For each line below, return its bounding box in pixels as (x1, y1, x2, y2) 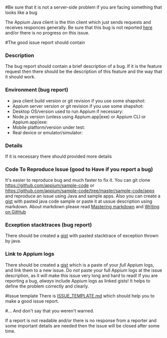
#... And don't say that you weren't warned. (5, 308, 94, 314)
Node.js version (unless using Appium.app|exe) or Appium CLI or (12, 113, 146, 119)
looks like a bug (5, 9, 37, 15)
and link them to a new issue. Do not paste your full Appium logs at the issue (5, 267, 163, 273)
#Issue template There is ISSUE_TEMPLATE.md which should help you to (5, 293, 155, 299)
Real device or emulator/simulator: (12, 129, 83, 135)
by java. (5, 238, 21, 244)
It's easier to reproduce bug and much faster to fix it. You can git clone (5, 177, 151, 183)
